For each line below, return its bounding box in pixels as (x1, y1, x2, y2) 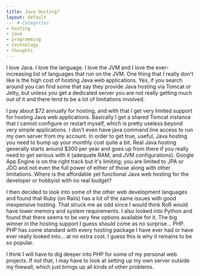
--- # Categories (6, 20, 49, 26)
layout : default (6, 14, 46, 20)
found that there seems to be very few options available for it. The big (6, 213, 177, 221)
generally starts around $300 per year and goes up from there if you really (6, 145, 189, 152)
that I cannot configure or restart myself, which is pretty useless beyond (6, 120, 183, 127)
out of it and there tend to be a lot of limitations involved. (6, 95, 145, 103)
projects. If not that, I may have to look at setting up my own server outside (6, 257, 190, 264)
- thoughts (6, 48, 33, 54)
